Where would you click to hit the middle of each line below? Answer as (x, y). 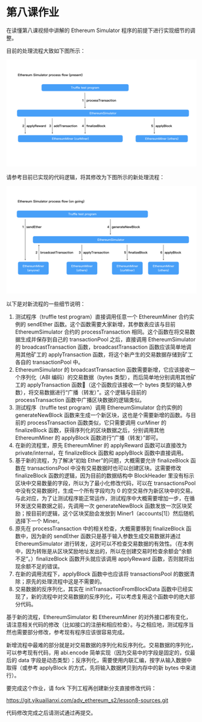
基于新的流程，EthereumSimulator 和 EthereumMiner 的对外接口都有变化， (99, 617)
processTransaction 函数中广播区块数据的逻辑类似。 (80, 399)
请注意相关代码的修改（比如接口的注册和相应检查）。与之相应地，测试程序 (97, 625)
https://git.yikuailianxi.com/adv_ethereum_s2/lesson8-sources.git (87, 700)
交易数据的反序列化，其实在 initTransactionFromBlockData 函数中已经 (101, 589)
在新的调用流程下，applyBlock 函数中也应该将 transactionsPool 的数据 (102, 574)
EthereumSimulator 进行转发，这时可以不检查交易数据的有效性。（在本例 (104, 543)
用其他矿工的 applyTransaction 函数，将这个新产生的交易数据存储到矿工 (104, 354)
